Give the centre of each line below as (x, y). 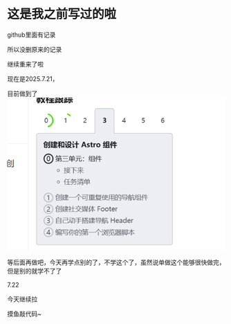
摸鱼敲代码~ (25, 314)
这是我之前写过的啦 (62, 14)
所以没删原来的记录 (35, 49)
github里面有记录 (31, 35)
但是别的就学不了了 (35, 271)
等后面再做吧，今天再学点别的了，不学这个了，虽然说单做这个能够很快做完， (116, 262)
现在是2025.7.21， (33, 79)
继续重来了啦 (25, 64)
